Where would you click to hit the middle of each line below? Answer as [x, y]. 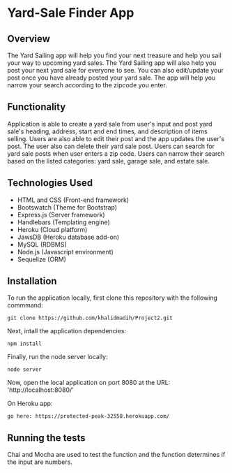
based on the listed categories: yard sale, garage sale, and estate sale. [109, 161]
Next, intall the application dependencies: [67, 331]
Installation [32, 281]
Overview [29, 39]
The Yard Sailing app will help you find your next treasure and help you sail [114, 55]
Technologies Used [50, 183]
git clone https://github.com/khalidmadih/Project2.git [90, 318]
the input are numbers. [40, 462]
